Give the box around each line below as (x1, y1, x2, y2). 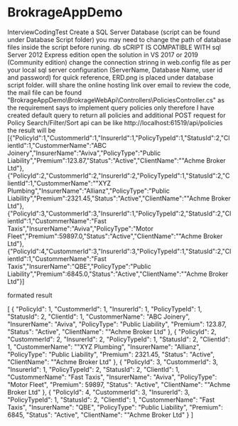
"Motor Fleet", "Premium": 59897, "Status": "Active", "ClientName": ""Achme (7, 380, 231, 388)
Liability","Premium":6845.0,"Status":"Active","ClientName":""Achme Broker (7, 270, 229, 278)
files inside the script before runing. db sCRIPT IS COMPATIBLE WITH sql (7, 43, 222, 51)
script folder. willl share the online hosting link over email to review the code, (7, 80, 232, 89)
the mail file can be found (7, 88, 82, 97)
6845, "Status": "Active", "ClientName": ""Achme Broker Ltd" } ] (7, 410, 194, 419)
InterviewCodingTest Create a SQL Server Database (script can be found (7, 28, 220, 36)
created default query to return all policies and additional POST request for (7, 111, 226, 119)
